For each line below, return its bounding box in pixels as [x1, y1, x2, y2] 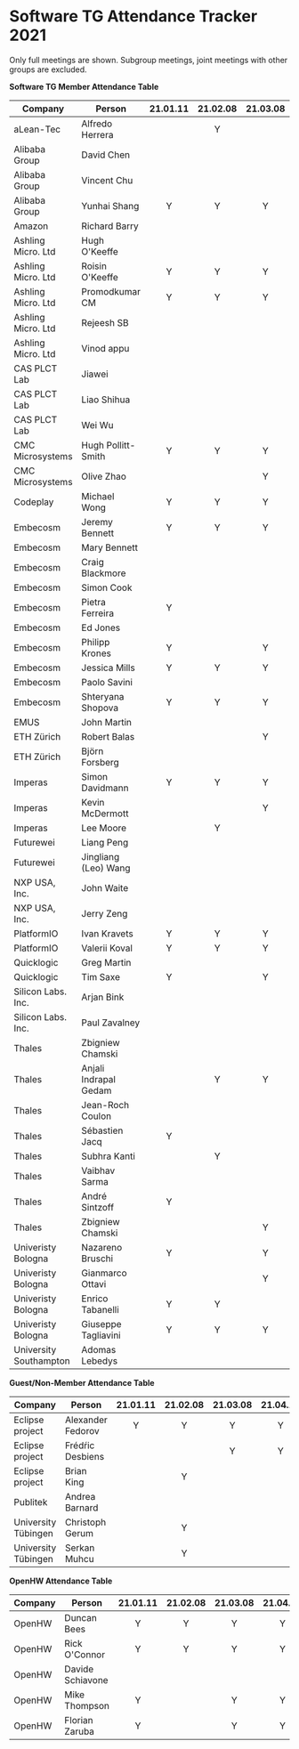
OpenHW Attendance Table [9, 1575, 113, 1586]
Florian [64, 1713, 93, 1726]
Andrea [65, 1490, 96, 1502]
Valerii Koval [81, 942, 133, 954]
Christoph [65, 1516, 107, 1528]
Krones [81, 647, 111, 660]
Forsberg [81, 756, 120, 768]
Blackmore [81, 567, 126, 579]
